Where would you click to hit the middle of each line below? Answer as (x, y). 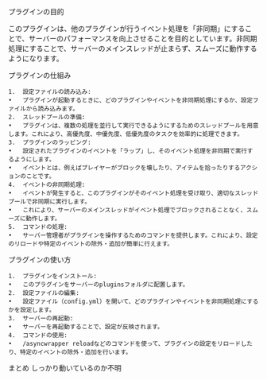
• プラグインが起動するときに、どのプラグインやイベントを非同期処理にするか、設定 (130, 100)
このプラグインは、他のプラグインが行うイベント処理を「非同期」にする (127, 29)
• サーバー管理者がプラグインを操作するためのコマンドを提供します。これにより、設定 (133, 235)
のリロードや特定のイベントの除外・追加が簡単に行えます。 (91, 244)
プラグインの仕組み (40, 75)
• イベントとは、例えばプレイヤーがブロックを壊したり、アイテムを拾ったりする (124, 168)
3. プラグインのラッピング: (50, 142)
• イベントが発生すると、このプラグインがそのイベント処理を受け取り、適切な (122, 193)
